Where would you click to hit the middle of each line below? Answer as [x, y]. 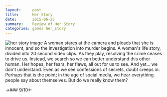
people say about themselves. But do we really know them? [67, 80]
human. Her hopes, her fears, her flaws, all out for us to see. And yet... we [81, 64]
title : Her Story [29, 15]
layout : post [23, 10]
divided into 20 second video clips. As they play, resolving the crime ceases [84, 54]
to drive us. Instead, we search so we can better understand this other [78, 59]
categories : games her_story [36, 29]
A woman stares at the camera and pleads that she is [99, 43]
